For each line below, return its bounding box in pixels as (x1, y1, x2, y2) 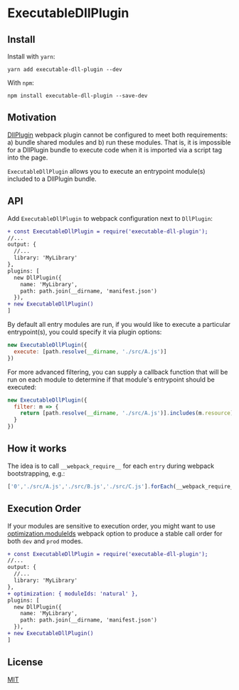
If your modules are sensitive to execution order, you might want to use (7, 521, 216, 530)
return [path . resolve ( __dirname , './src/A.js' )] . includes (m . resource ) (20, 409, 234, 417)
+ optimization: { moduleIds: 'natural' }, (7, 590, 139, 597)
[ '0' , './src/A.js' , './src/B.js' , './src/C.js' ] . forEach (7, 483, 174, 490)
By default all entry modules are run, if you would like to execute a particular (7, 320, 231, 328)
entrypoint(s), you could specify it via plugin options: (7, 328, 162, 336)
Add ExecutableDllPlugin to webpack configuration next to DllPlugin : (7, 214, 213, 222)
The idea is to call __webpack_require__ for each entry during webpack (7, 461, 215, 470)
